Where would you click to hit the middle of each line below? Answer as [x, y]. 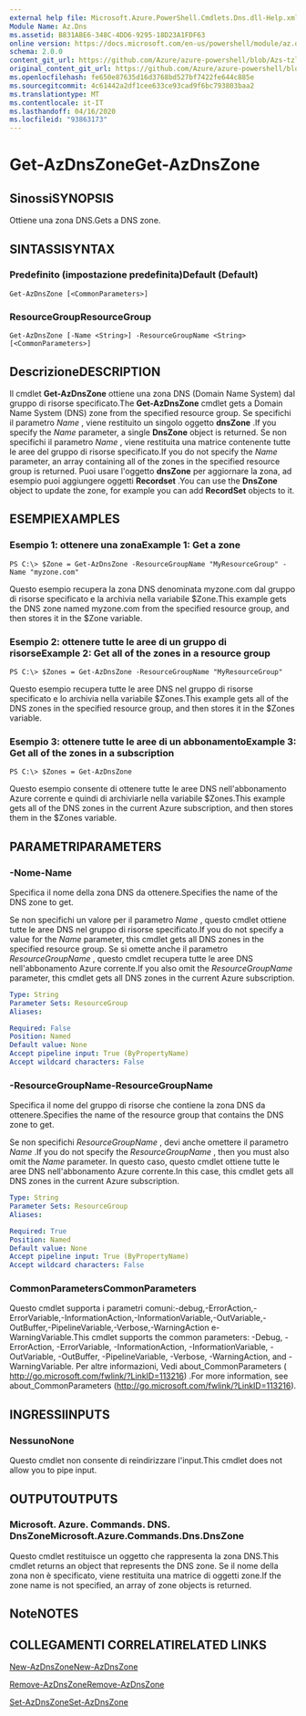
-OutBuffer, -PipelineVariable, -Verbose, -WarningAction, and [172, 1357]
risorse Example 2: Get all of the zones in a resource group [140, 653]
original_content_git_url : [61, 69]
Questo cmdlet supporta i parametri [76, 1308]
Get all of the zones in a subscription [92, 753]
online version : [40, 43]
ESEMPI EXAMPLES [65, 520]
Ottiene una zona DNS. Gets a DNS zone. [85, 221]
